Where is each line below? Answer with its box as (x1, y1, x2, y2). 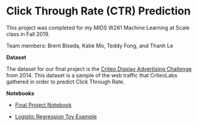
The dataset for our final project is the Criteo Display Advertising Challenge (6, 65, 192, 73)
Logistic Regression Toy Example (14, 113, 97, 120)
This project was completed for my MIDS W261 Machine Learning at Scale (6, 24, 190, 31)
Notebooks (6, 89, 35, 97)
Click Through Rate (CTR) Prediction (6, 4, 191, 18)
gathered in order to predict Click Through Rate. (6, 78, 125, 85)
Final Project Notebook (14, 101, 72, 109)
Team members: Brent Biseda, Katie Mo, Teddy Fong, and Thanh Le (6, 42, 173, 49)
